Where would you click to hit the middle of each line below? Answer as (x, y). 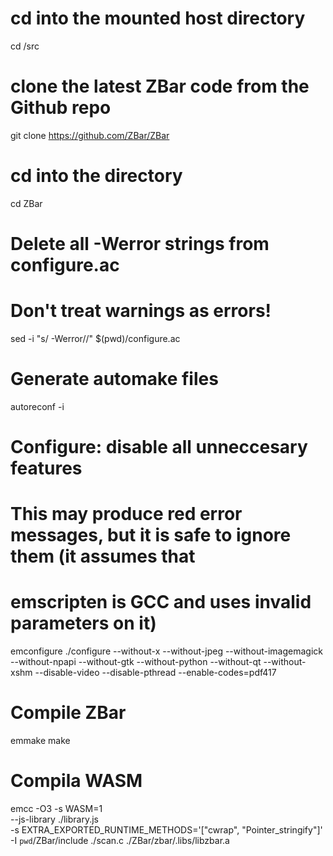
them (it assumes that (103, 556)
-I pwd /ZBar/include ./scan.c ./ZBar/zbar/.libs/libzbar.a (120, 841)
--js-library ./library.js (54, 819)
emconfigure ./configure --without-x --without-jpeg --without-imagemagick (166, 651)
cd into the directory (96, 176)
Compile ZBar (68, 713)
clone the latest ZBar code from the (160, 86)
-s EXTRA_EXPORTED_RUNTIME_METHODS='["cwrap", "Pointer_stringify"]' (166, 830)
